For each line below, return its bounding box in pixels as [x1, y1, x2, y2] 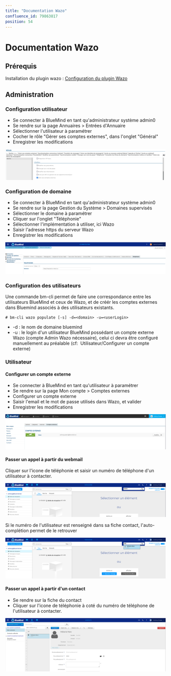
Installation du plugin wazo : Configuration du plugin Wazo [5, 76, 128, 82]
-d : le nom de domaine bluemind [12, 324, 82, 330]
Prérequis [5, 62, 37, 70]
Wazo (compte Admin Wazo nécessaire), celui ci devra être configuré [12, 335, 159, 341]
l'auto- [140, 522, 155, 528]
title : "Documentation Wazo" [5, 8, 67, 13]
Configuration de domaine [5, 188, 72, 195]
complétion [5, 527, 29, 534]
